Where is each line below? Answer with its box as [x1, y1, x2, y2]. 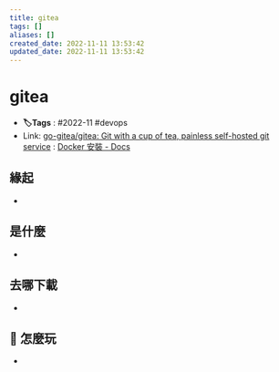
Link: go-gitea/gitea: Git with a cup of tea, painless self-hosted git [22, 130, 270, 141]
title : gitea [9, 13, 59, 23]
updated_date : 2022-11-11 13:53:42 [9, 47, 145, 57]
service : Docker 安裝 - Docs [22, 141, 130, 152]
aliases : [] [9, 30, 55, 39]
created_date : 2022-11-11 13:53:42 [9, 38, 145, 48]
